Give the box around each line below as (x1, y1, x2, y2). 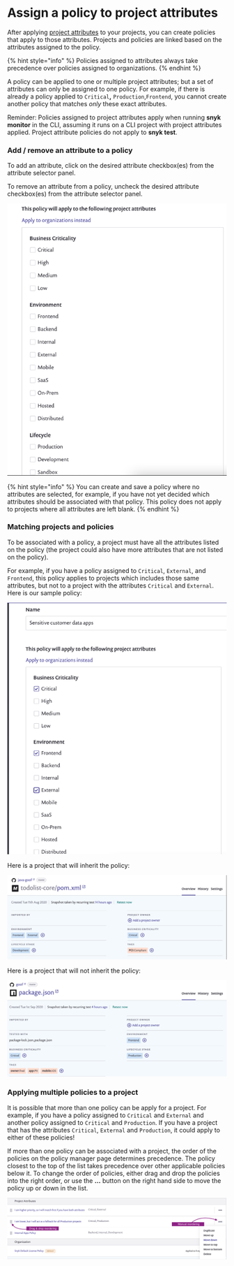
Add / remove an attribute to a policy (7, 145, 133, 155)
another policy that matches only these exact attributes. (7, 99, 167, 108)
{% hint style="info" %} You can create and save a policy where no (7, 482, 200, 490)
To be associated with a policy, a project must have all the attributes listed (7, 538, 219, 546)
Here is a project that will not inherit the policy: (7, 966, 141, 975)
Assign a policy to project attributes (7, 5, 218, 21)
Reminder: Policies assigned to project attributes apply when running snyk (7, 113, 221, 122)
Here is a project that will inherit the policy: (7, 861, 130, 870)
